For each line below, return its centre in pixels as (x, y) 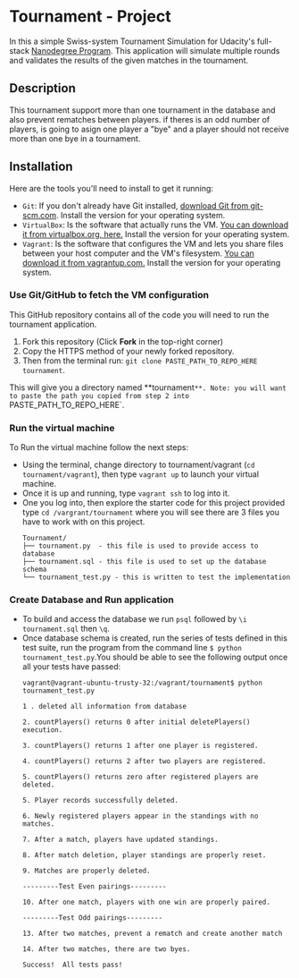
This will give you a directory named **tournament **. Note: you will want (148, 387)
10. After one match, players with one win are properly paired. (146, 902)
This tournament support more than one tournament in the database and (142, 110)
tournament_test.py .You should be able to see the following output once (155, 657)
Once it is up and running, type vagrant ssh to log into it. (126, 493)
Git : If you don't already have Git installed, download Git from (135, 205)
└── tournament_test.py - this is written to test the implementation (156, 578)
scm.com (39, 215)
